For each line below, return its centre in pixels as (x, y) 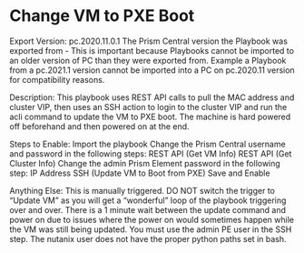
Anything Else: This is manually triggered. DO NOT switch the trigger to (142, 190)
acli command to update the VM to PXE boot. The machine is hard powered (150, 116)
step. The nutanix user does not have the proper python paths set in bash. (148, 238)
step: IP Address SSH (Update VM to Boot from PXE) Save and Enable (140, 173)
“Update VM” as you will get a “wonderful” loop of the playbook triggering (148, 200)
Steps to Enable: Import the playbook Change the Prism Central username (147, 144)
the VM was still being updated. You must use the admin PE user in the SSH (151, 229)
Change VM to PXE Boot (102, 16)
